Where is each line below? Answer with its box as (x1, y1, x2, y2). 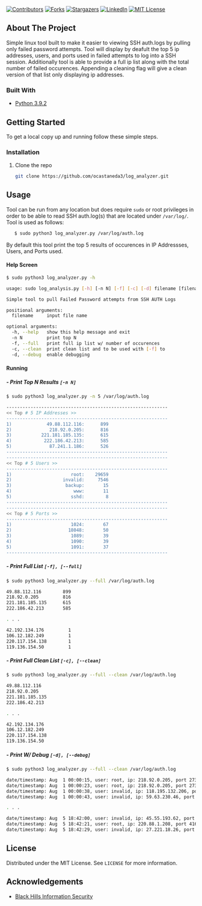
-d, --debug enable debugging (11, 352, 90, 358)
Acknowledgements (6, 877, 84, 887)
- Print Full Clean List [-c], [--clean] (6, 657, 101, 664)
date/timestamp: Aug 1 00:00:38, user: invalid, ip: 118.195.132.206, (6, 788, 189, 794)
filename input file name (11, 313, 87, 319)
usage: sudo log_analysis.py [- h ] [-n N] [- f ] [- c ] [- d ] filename (6, 286, 176, 292)
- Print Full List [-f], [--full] (6, 563, 82, 570)
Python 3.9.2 (14, 100, 47, 107)
